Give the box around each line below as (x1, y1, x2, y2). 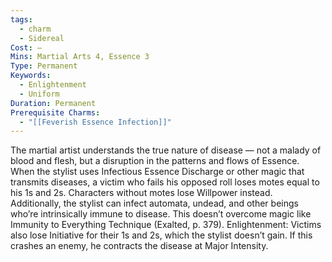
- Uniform (19, 89, 60, 99)
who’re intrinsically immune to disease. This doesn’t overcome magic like (10, 208, 312, 220)
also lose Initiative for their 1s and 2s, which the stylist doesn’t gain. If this (10, 229, 313, 241)
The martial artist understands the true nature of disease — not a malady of (10, 144, 322, 156)
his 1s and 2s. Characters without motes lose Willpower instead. (10, 187, 273, 199)
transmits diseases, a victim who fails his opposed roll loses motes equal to (10, 176, 320, 188)
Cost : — (10, 42, 43, 53)
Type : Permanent (10, 61, 78, 71)
